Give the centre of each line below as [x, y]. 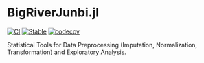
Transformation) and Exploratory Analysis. [67, 52]
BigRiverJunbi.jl [53, 13]
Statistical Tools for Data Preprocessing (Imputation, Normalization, [102, 45]
